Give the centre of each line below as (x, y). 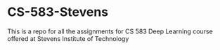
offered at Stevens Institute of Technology (68, 38)
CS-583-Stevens (58, 12)
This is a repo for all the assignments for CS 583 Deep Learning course (110, 31)
